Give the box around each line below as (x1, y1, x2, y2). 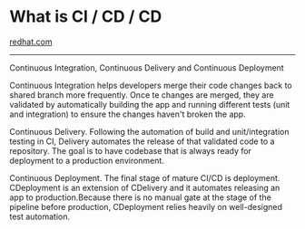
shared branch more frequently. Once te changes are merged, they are (9, 89, 274, 100)
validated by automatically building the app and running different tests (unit (9, 99, 290, 110)
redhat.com (9, 36, 53, 47)
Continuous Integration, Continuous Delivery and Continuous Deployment (9, 62, 284, 73)
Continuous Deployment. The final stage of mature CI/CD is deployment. (9, 172, 280, 183)
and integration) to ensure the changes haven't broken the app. (9, 109, 247, 119)
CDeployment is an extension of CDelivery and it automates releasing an (9, 182, 280, 193)
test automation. (9, 211, 71, 222)
